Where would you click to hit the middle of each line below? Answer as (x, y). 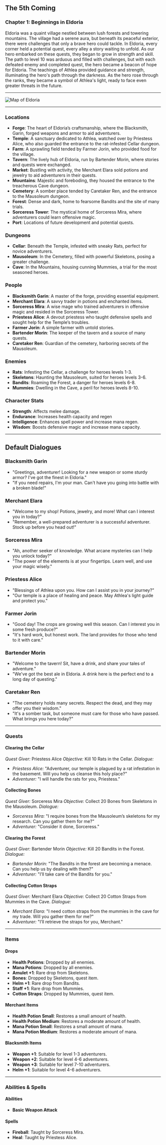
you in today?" (27, 517)
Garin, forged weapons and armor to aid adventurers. (66, 133)
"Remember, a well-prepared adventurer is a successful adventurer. (81, 522)
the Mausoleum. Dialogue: (32, 806)
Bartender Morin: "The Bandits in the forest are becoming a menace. (82, 864)
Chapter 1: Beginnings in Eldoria (44, 22)
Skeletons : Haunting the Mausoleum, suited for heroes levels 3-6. (79, 377)
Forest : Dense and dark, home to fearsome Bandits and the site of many (86, 201)
